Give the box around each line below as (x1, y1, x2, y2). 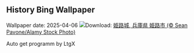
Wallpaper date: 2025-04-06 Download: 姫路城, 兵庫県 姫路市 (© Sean (6, 21, 188, 29)
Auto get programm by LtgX (6, 40, 75, 47)
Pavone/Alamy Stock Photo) (6, 28, 76, 36)
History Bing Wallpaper (6, 5, 95, 15)
